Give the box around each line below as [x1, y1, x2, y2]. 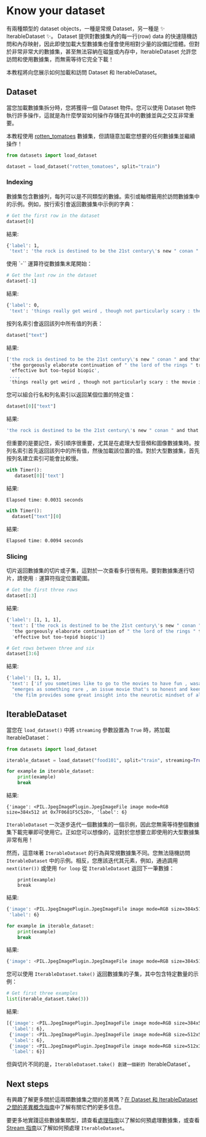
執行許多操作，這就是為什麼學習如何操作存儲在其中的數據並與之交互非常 [6, 111, 189, 119]
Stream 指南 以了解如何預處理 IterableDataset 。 [6, 1124, 128, 1131]
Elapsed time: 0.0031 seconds [6, 497, 84, 503]
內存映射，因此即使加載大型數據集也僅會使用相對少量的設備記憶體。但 [17, 40, 194, 47]
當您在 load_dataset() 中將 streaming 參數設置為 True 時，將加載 [6, 726, 170, 733]
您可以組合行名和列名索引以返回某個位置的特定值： [6, 391, 135, 398]
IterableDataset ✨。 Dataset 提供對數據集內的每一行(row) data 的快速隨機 [6, 32, 193, 40]
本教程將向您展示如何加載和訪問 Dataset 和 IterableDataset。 [6, 68, 161, 76]
